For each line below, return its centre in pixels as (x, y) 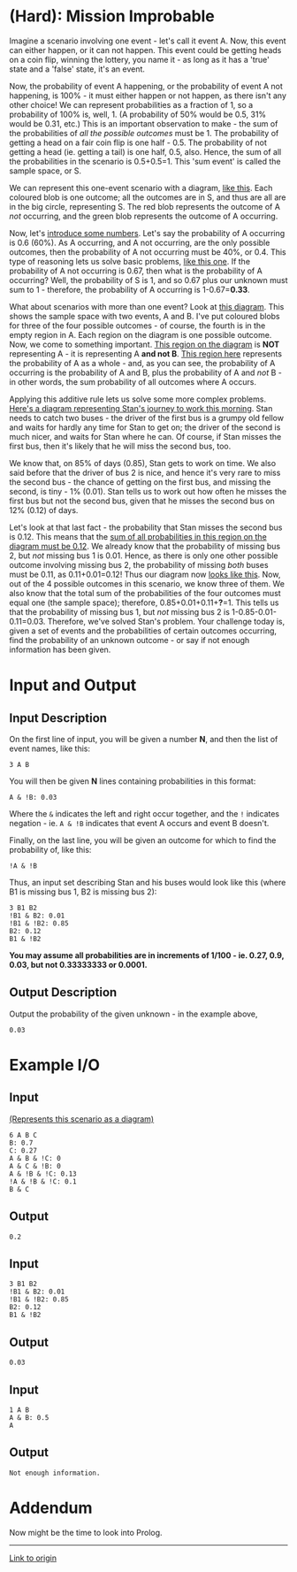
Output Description (63, 993)
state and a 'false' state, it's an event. (77, 69)
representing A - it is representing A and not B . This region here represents (146, 353)
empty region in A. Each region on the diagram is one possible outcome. (141, 334)
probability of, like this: (50, 849)
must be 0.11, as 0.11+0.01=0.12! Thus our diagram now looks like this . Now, (145, 574)
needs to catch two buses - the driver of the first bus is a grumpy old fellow (147, 418)
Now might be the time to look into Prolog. (86, 1532)
